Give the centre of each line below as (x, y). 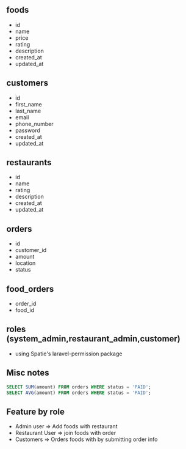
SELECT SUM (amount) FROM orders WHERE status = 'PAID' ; (79, 387)
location (25, 263)
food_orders (30, 289)
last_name (28, 111)
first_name (29, 104)
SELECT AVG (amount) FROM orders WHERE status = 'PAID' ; (79, 393)
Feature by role (36, 411)
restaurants (29, 162)
